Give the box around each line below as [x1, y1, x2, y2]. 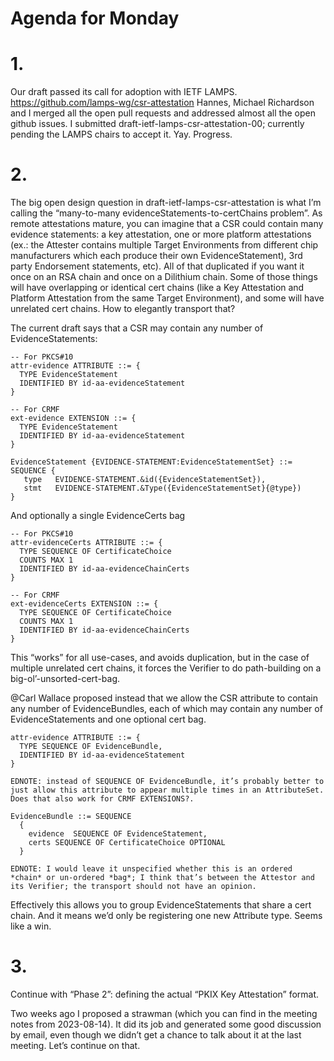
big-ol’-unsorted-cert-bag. [10, 673, 121, 685]
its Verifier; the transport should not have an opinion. [10, 882, 257, 892]
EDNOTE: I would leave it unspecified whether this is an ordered [10, 864, 293, 874]
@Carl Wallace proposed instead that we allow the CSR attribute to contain [10, 692, 318, 704]
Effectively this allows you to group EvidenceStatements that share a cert [10, 899, 312, 911]
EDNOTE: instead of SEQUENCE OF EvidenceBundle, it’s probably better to [10, 777, 325, 787]
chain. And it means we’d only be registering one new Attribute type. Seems [10, 910, 323, 922]
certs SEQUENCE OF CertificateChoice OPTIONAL [28, 838, 226, 848]
